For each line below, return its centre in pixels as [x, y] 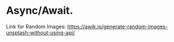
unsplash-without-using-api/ [41, 32]
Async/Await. [40, 11]
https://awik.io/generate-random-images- [117, 26]
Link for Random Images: [36, 26]
